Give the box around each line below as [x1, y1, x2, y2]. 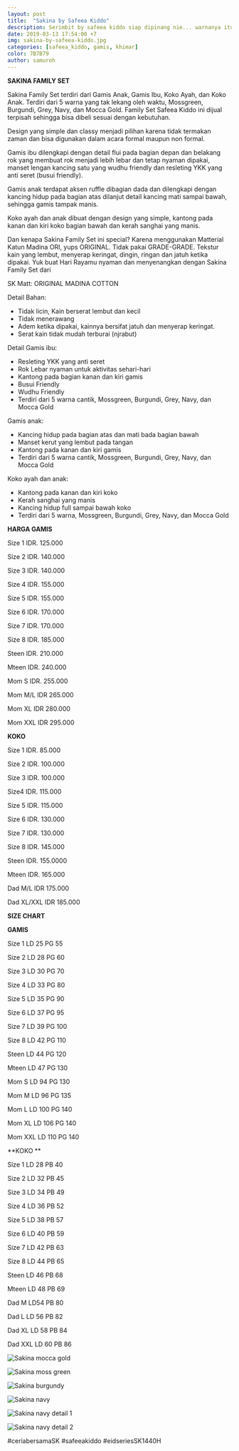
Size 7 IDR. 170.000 [7, 621, 64, 630]
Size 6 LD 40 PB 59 [7, 1229, 65, 1238]
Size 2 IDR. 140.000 [7, 552, 65, 560]
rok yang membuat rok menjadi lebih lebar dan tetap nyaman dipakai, [7, 155, 211, 164]
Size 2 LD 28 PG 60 [7, 953, 65, 961]
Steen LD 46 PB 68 [7, 1271, 63, 1279]
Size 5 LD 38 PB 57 [7, 1215, 64, 1224]
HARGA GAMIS [7, 525, 53, 533]
